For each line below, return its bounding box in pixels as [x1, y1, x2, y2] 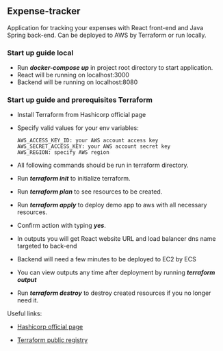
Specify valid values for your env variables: [16, 124, 139, 132]
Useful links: [7, 309, 42, 317]
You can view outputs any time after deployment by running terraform [16, 268, 215, 276]
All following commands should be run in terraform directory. [16, 161, 189, 170]
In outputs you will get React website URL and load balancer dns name [16, 235, 216, 243]
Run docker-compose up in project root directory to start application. [16, 64, 213, 72]
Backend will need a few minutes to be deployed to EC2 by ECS [16, 255, 196, 263]
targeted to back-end [16, 242, 77, 250]
